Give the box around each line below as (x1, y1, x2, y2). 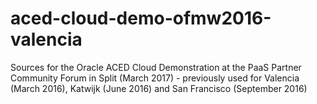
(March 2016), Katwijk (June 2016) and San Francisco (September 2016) (10, 82, 308, 94)
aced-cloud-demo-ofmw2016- (10, 7, 272, 30)
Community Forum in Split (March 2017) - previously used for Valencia (10, 72, 300, 84)
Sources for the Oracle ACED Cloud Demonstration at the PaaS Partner (10, 61, 302, 73)
